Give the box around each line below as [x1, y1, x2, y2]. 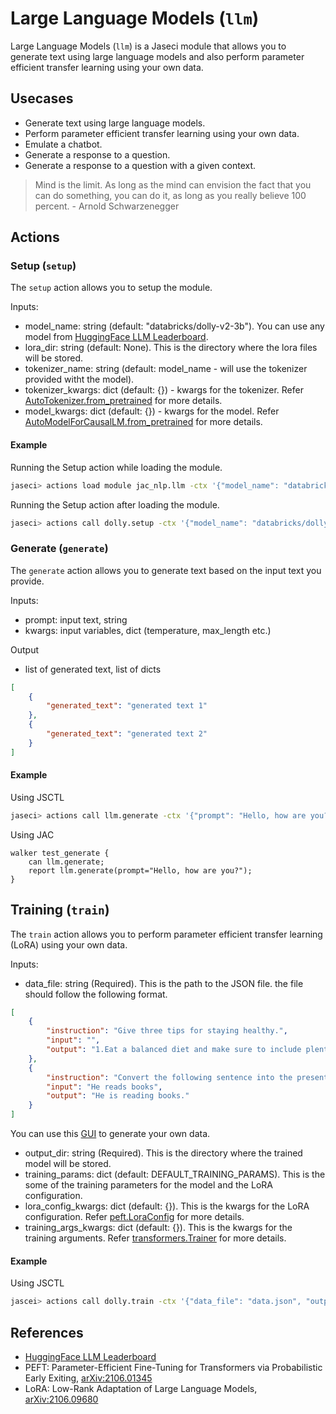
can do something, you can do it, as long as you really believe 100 [34, 189, 307, 201]
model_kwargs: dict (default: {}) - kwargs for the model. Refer [24, 405, 280, 417]
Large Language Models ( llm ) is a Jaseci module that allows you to [10, 40, 287, 52]
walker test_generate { [10, 848, 110, 858]
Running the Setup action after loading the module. [10, 498, 220, 511]
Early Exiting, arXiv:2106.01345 [24, 1372, 153, 1384]
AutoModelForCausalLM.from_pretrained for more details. [24, 416, 263, 428]
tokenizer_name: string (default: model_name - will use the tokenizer [24, 363, 308, 375]
